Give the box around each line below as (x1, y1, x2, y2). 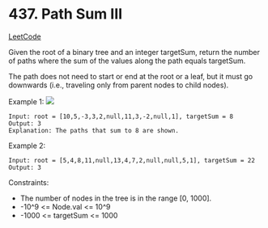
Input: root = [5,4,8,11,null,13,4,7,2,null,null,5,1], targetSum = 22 (8, 156, 255, 164)
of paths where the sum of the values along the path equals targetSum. (8, 56, 246, 65)
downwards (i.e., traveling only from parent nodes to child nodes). (8, 80, 229, 90)
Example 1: (8, 96, 45, 106)
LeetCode (8, 32, 42, 41)
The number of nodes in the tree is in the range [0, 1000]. (19, 193, 212, 203)
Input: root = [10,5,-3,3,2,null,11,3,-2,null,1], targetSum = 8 (8, 112, 233, 120)
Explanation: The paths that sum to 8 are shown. (8, 126, 180, 134)
